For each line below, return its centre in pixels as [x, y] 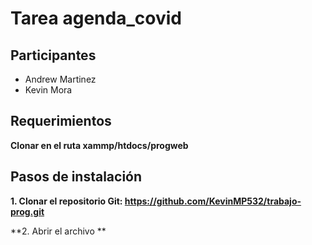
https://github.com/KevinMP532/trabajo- [213, 201]
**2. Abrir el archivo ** [58, 231]
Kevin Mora [48, 90]
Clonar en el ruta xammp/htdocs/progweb [99, 145]
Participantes [53, 55]
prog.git [27, 211]
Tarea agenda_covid [96, 18]
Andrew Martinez [60, 79]
